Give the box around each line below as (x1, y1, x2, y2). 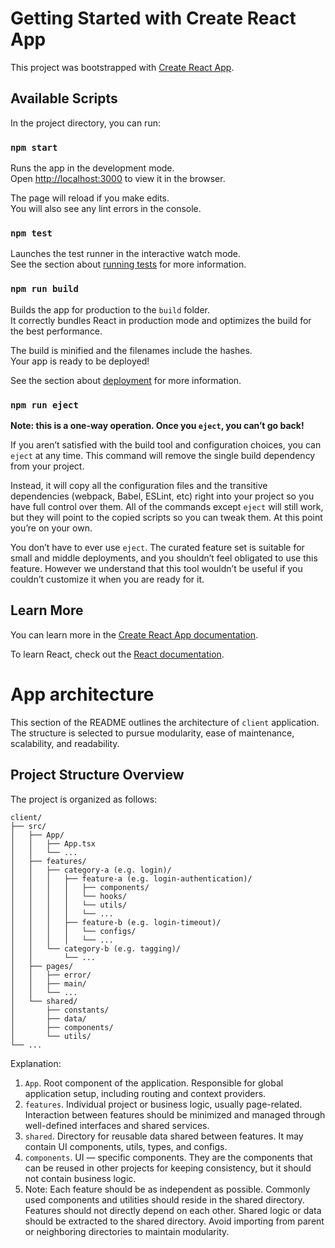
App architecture (10, 683, 155, 706)
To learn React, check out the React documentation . (10, 648, 225, 660)
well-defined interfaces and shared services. (24, 1119, 210, 1131)
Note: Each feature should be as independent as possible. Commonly (24, 1183, 311, 1195)
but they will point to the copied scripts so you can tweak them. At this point (10, 511, 323, 523)
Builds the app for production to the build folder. (10, 303, 211, 316)
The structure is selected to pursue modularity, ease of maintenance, (10, 727, 295, 739)
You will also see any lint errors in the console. (10, 203, 202, 215)
